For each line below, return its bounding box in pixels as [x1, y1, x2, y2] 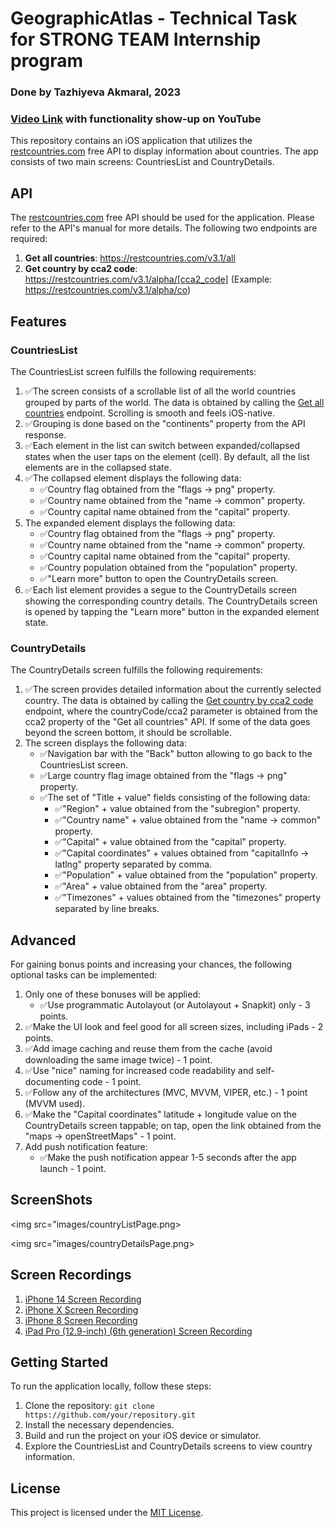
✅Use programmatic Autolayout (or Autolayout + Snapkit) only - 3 [39, 999, 311, 1011]
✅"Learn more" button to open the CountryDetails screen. [39, 572, 279, 584]
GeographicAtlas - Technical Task [10, 7, 298, 30]
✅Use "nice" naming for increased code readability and [24, 1065, 254, 1077]
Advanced [10, 932, 77, 949]
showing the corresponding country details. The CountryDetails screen [24, 595, 318, 607]
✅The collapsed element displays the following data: [24, 472, 242, 484]
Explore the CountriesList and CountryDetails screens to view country [24, 1440, 313, 1452]
